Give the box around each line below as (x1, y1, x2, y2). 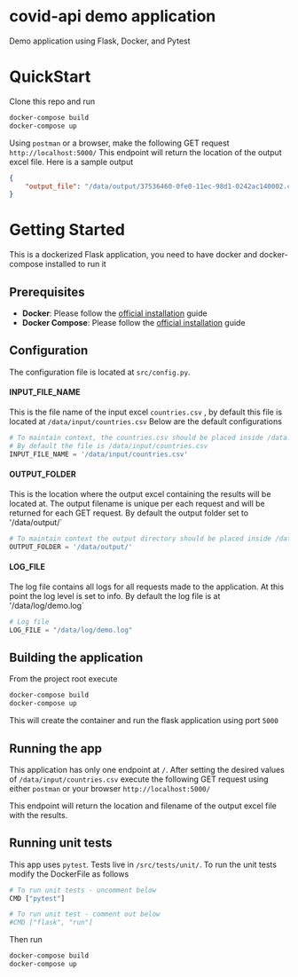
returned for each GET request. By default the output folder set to (9, 508, 249, 518)
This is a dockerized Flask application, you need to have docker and (9, 249, 258, 260)
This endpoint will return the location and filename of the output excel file (9, 800, 277, 811)
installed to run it (45, 259, 106, 270)
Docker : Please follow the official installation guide (21, 308, 208, 319)
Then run (9, 934, 43, 945)
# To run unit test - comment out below (9, 910, 161, 919)
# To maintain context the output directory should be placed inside (9, 534, 272, 543)
